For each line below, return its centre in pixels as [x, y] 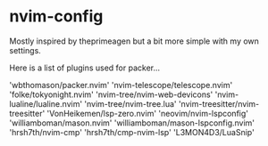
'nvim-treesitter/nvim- [219, 103]
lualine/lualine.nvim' [46, 103]
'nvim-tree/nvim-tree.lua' [130, 103]
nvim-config [56, 16]
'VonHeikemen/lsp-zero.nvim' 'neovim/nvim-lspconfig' [147, 113]
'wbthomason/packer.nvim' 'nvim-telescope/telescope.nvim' [121, 85]
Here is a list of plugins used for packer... [85, 68]
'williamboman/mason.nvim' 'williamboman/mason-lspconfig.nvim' [132, 123]
